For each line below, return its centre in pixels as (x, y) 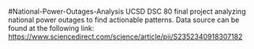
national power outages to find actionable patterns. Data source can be (124, 20)
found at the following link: (51, 28)
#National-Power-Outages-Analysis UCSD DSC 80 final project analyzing (127, 11)
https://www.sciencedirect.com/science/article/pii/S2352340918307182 (125, 36)
